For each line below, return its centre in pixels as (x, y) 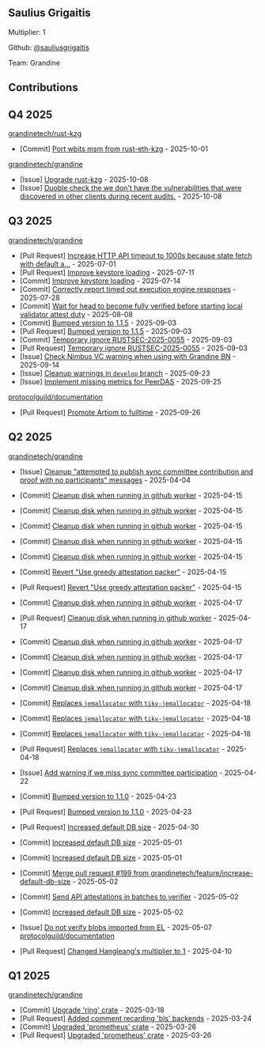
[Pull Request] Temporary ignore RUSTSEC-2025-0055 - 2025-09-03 (133, 348)
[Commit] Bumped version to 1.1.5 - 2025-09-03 (98, 323)
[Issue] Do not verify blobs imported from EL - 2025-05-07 (115, 927)
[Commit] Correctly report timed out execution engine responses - (128, 289)
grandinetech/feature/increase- (202, 872)
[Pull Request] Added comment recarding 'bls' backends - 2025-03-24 (135, 1019)
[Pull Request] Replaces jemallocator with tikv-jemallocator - (122, 749)
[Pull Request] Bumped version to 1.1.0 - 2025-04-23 (106, 812)
